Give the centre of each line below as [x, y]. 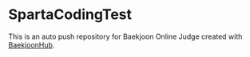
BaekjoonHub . [32, 44]
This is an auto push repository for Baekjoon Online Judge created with [125, 36]
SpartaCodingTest [70, 15]
